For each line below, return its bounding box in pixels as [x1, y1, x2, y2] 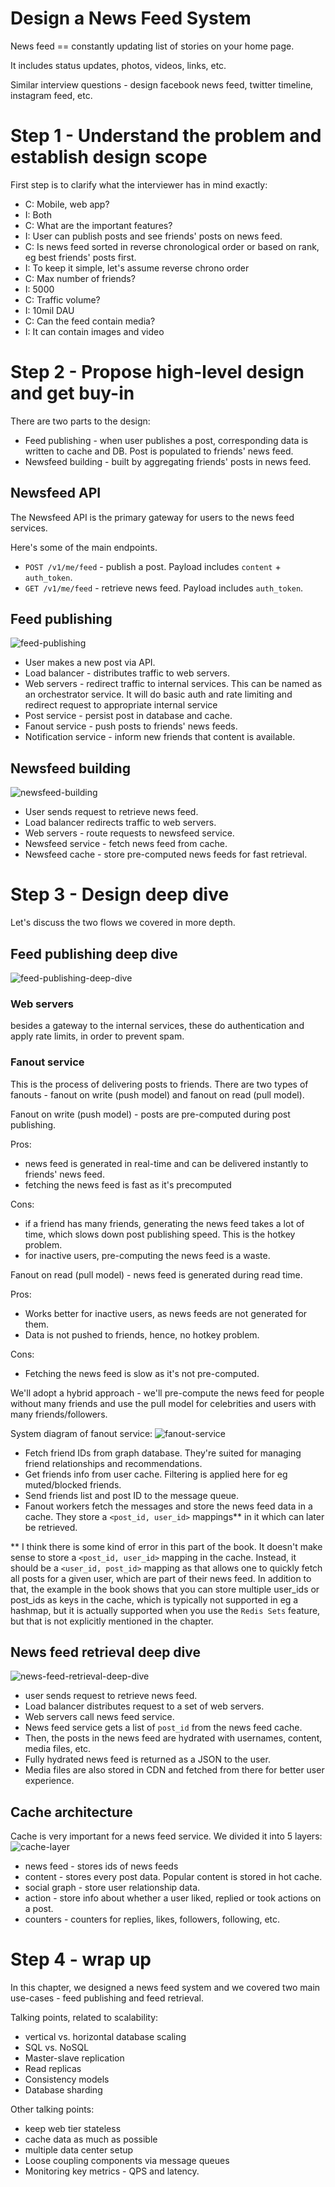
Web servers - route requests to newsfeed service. [24, 827, 235, 839]
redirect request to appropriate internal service [24, 699, 218, 711]
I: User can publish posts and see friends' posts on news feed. [24, 230, 283, 242]
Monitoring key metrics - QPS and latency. [24, 2165, 200, 2177]
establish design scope [10, 146, 208, 169]
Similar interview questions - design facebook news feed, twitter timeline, [10, 78, 314, 91]
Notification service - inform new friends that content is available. [24, 731, 296, 743]
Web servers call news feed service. [24, 1711, 175, 1723]
